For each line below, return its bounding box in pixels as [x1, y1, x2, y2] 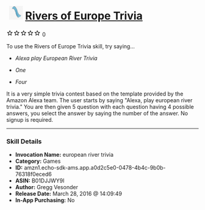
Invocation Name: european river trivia [15, 151, 114, 159]
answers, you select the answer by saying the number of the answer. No [6, 110, 188, 117]
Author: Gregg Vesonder [15, 184, 78, 191]
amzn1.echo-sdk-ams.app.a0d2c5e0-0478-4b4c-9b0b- [24, 164, 166, 171]
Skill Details [6, 137, 42, 146]
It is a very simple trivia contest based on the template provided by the [6, 90, 184, 97]
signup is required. [6, 116, 54, 123]
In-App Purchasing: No [15, 197, 75, 204]
